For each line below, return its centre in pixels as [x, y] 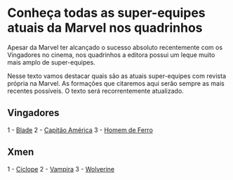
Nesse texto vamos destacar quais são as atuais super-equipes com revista [117, 76]
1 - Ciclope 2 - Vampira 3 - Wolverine [61, 169]
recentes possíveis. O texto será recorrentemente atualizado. [95, 91]
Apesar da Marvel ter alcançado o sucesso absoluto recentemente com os [115, 47]
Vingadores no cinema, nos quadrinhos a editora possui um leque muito [111, 55]
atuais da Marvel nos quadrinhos [105, 28]
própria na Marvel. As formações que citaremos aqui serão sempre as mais [116, 83]
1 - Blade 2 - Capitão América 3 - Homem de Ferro [80, 130]
